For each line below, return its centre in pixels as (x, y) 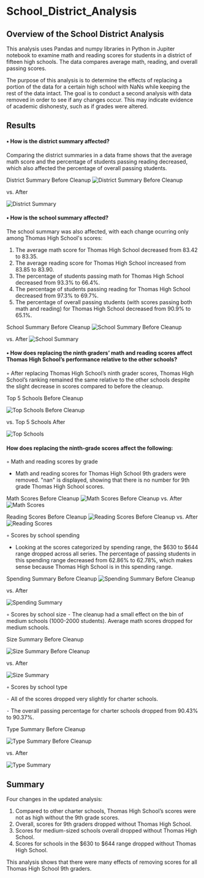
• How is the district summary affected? (58, 141)
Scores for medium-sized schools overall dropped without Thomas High (106, 831)
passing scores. (26, 68)
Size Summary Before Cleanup (45, 640)
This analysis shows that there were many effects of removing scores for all (102, 862)
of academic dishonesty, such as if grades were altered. (77, 106)
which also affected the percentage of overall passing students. (87, 168)
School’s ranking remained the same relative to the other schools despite (98, 380)
